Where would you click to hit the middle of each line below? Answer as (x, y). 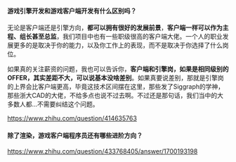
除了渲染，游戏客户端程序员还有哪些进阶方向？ (75, 135)
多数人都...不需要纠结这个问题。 (53, 104)
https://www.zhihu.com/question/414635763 (72, 118)
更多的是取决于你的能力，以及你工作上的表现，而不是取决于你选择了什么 (118, 45)
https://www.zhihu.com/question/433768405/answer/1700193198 (103, 151)
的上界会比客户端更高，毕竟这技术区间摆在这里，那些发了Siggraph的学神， (116, 87)
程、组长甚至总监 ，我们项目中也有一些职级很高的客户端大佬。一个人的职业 (115, 37)
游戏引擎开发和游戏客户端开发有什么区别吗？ (72, 11)
